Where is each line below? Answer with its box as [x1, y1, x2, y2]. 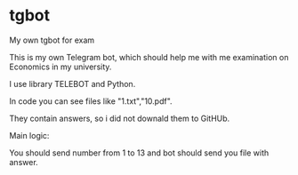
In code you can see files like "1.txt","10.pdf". [9, 95, 173, 107]
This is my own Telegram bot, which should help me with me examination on [9, 52, 289, 62]
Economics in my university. [9, 61, 112, 72]
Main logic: [9, 130, 50, 140]
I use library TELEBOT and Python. [9, 78, 136, 89]
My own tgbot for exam [9, 35, 95, 45]
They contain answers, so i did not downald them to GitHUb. [9, 113, 230, 123]
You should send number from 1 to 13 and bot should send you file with [9, 147, 270, 158]
